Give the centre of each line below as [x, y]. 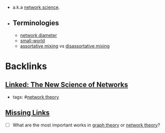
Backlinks [26, 66]
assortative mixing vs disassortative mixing [65, 46]
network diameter [38, 35]
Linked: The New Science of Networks [67, 85]
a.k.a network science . [36, 7]
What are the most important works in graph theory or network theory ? [86, 125]
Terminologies [36, 23]
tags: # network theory [36, 97]
